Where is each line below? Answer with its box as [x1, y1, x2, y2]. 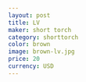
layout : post [8, 11, 51, 20]
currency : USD [8, 62, 55, 70]
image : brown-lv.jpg [8, 48, 76, 55]
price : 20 [8, 55, 41, 63]
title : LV [8, 19, 41, 27]
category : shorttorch [8, 33, 79, 41]
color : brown [8, 41, 51, 48]
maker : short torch [8, 26, 72, 34]
